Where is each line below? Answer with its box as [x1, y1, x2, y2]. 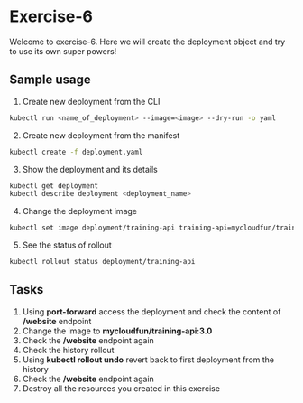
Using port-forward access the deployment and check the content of [22, 305, 281, 317]
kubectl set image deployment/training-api [9, 223, 176, 232]
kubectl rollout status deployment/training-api [9, 258, 196, 267]
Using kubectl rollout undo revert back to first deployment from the [22, 354, 275, 365]
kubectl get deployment [9, 181, 99, 191]
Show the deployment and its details [22, 164, 158, 174]
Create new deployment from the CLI [22, 96, 161, 107]
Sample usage [9, 72, 92, 88]
